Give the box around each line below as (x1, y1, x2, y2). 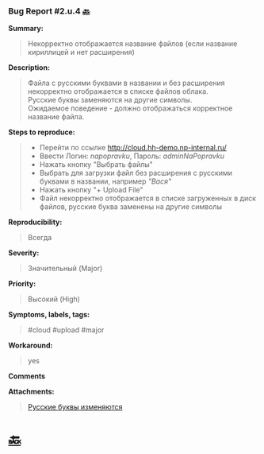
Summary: (8, 24, 44, 33)
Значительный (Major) (27, 264, 103, 274)
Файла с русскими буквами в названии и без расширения (27, 78, 225, 88)
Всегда (27, 233, 52, 243)
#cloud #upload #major (27, 325, 105, 335)
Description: (8, 63, 50, 72)
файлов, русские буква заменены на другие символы (39, 202, 222, 211)
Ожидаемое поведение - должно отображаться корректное (27, 103, 233, 113)
